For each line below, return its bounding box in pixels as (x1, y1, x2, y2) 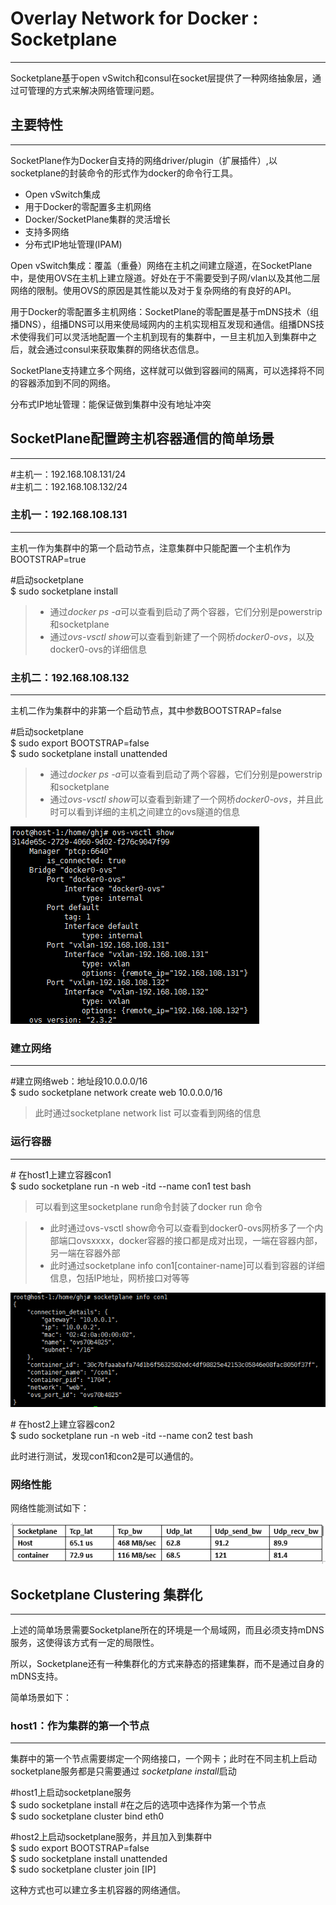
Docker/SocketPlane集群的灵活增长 (24, 213, 171, 225)
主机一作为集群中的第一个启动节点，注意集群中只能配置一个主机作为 (10, 542, 291, 554)
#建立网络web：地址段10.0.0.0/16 (10, 1075, 148, 1087)
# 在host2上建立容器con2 (10, 1418, 116, 1430)
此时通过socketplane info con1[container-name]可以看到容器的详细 (49, 1259, 325, 1271)
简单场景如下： (10, 1691, 72, 1703)
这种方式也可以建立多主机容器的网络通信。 (10, 1884, 186, 1896)
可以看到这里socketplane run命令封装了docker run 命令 (34, 1200, 263, 1212)
